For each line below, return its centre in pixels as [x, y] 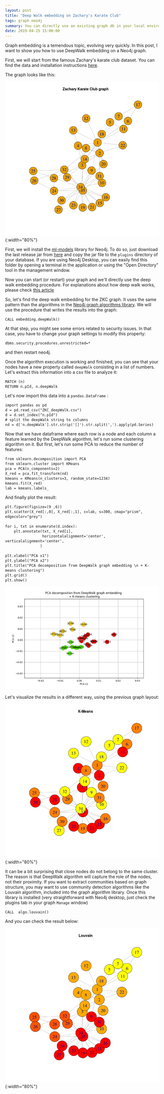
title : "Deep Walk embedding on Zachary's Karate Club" [63, 15]
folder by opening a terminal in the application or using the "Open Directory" [82, 265]
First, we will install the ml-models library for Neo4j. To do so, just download [82, 249]
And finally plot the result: [31, 497]
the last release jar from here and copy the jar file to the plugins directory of [82, 255]
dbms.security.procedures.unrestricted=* [48, 343]
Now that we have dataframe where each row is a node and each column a [81, 434]
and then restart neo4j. [28, 352]
